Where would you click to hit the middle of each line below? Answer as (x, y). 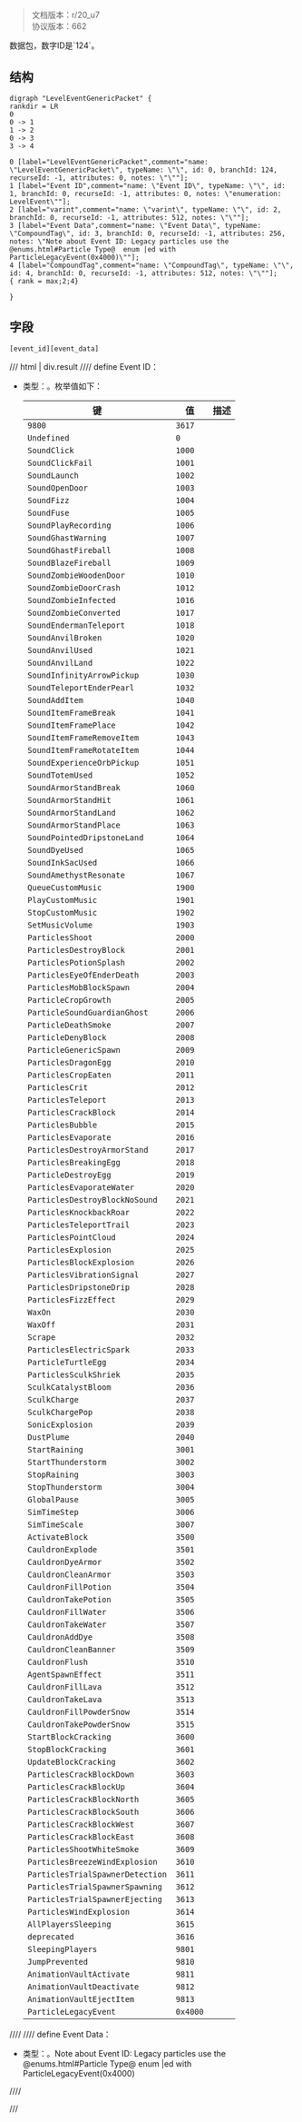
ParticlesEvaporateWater (81, 1187)
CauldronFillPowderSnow (78, 1712)
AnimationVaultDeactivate (83, 1987)
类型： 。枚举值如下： (62, 386)
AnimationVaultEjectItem (81, 1999)
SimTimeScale (55, 1524)
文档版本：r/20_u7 (65, 15)
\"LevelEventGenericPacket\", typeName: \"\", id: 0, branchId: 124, (144, 170)
